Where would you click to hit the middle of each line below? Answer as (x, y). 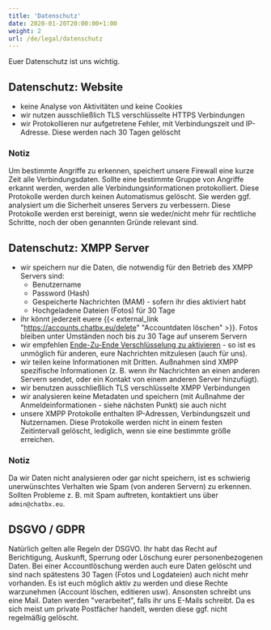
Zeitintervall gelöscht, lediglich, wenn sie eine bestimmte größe (125, 431)
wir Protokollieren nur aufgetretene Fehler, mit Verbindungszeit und (132, 124)
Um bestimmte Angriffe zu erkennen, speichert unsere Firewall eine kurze (131, 171)
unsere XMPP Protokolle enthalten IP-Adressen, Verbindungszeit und (135, 414)
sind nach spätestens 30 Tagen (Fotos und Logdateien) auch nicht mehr (129, 575)
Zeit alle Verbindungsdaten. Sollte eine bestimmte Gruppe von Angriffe (126, 180)
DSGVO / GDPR (47, 529)
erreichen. (37, 440)
